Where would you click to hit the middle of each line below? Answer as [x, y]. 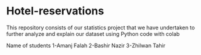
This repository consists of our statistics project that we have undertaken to [100, 27]
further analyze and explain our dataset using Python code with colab [93, 33]
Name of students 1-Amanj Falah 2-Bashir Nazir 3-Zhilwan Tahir [86, 45]
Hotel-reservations [55, 11]
